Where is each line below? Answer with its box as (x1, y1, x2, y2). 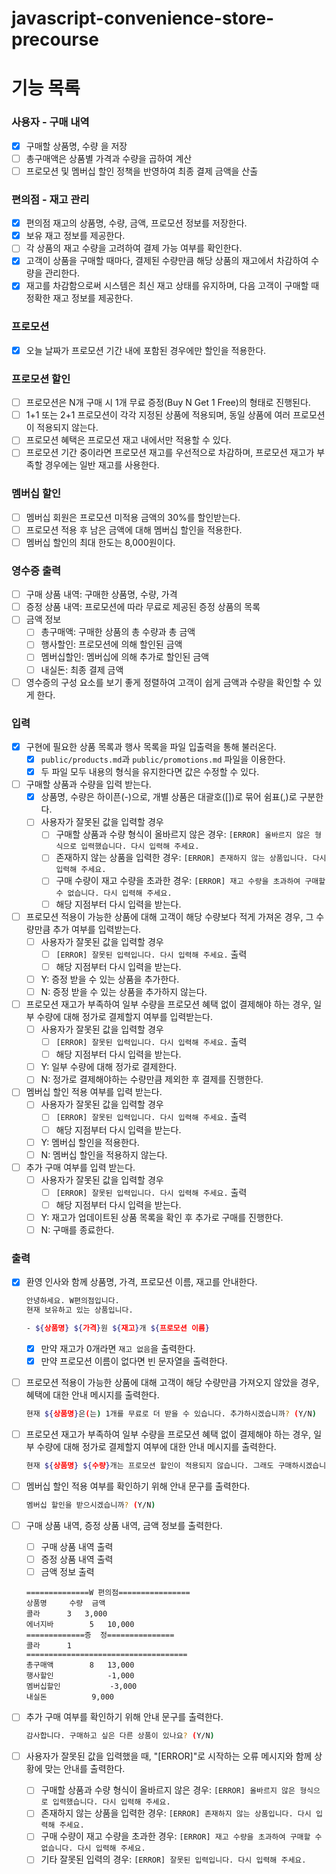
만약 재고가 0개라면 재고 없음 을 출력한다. (40, 1343, 196, 1355)
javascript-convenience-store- (11, 7, 275, 30)
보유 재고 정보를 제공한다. (25, 230, 126, 242)
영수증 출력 (11, 563, 62, 577)
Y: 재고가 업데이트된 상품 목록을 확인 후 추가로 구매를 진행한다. (40, 1211, 284, 1223)
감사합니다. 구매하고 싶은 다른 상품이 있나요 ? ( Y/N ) (25, 1731, 215, 1741)
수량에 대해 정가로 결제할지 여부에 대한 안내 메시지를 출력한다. (36, 1441, 277, 1453)
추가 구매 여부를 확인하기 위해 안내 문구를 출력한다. (25, 1711, 224, 1723)
